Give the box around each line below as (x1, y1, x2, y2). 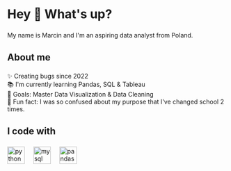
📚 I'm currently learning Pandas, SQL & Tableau (7, 80, 146, 89)
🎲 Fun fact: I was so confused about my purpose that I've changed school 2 (7, 97, 225, 106)
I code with (7, 125, 56, 137)
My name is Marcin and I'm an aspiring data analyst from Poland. (7, 31, 193, 40)
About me (7, 51, 51, 63)
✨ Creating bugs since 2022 (7, 72, 89, 81)
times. (7, 105, 25, 113)
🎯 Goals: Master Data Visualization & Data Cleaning (7, 90, 154, 99)
